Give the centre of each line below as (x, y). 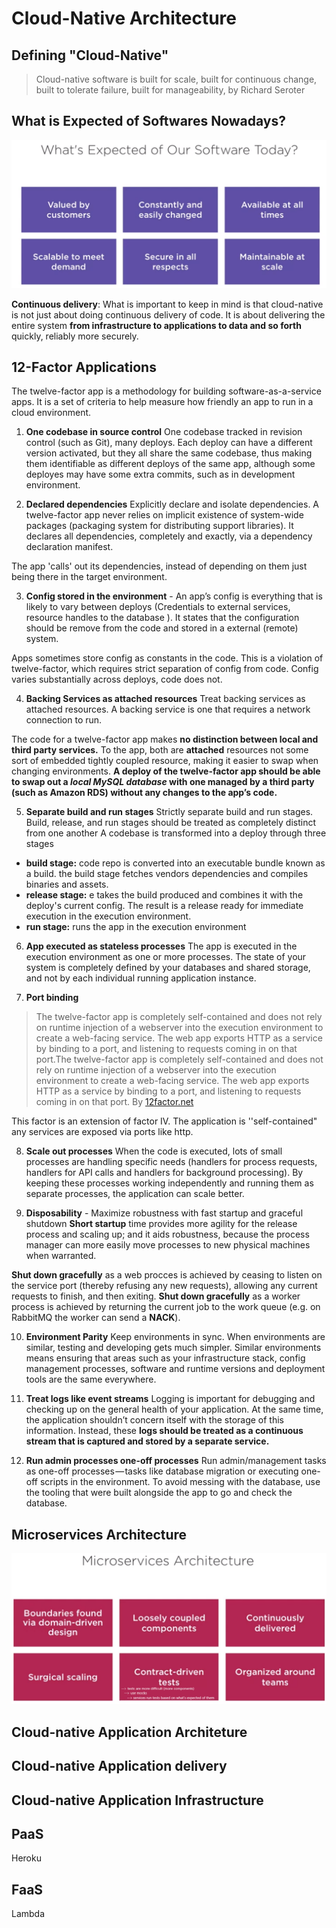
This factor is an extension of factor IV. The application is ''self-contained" (164, 1121)
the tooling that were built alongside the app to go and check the (159, 1493)
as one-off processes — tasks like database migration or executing (162, 1471)
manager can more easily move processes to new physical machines (168, 1245)
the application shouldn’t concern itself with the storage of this (154, 1420)
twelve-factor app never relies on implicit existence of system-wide (164, 515)
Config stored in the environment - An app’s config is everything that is (174, 596)
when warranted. (61, 1256)
